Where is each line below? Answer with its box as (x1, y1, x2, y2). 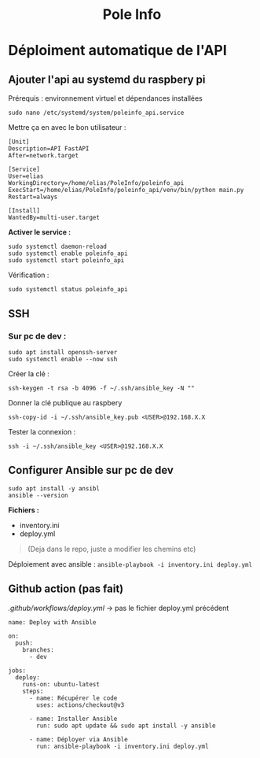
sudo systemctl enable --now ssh (8, 355, 118, 363)
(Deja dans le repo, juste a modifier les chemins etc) (27, 544, 196, 553)
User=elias (8, 172, 44, 180)
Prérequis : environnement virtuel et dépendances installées (8, 94, 203, 103)
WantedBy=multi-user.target (8, 214, 101, 222)
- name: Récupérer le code (28, 694, 118, 702)
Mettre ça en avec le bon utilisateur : (8, 123, 126, 132)
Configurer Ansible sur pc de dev (8, 464, 174, 477)
